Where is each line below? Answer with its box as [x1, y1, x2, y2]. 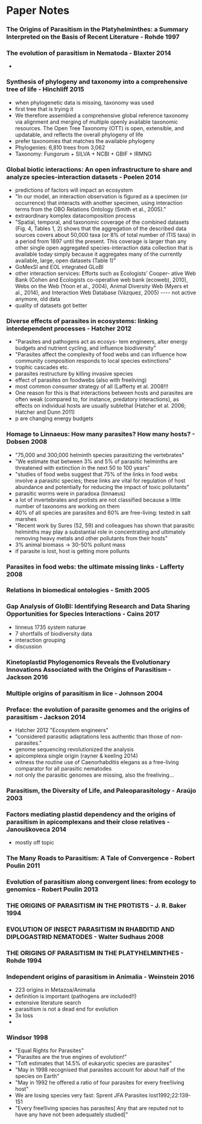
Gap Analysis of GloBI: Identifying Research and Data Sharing [6, 602, 190, 611]
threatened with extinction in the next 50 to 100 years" [14, 464, 150, 471]
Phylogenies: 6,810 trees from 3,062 [14, 144, 106, 151]
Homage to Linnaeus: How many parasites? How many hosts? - [6, 430, 195, 438]
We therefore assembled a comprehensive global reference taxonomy [14, 112, 189, 119]
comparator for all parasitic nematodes [14, 765, 112, 772]
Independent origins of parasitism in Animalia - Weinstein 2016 [6, 972, 195, 980]
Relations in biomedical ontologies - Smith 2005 [6, 586, 150, 595]
